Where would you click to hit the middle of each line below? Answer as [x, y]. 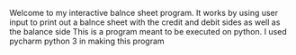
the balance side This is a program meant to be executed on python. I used [148, 31]
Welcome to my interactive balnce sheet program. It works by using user [144, 13]
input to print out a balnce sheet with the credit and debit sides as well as [145, 22]
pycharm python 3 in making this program [87, 41]
